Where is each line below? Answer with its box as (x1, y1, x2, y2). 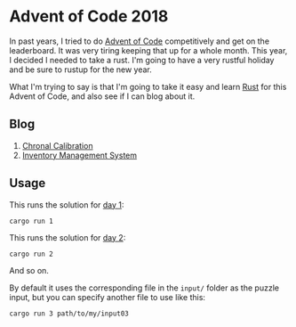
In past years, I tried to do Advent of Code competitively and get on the (9, 36, 269, 46)
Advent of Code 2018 (9, 6, 169, 27)
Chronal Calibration (21, 140, 93, 151)
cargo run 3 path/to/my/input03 (9, 309, 129, 318)
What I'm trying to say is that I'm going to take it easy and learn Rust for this (9, 81, 287, 92)
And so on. (9, 265, 49, 275)
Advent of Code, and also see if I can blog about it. (9, 91, 196, 102)
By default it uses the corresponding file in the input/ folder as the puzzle (9, 282, 280, 293)
